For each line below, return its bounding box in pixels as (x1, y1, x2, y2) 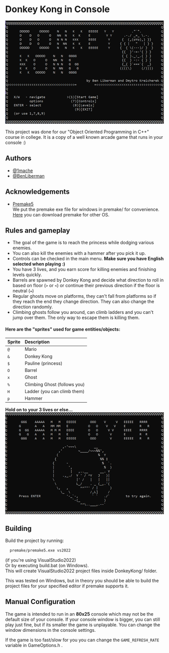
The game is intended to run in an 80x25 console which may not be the (5, 611, 153, 617)
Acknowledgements (5, 188, 70, 196)
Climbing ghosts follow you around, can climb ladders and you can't (12, 309, 154, 315)
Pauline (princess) (24, 360, 63, 366)
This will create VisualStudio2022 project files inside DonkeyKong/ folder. (5, 568, 157, 574)
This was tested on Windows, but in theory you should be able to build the (5, 578, 159, 583)
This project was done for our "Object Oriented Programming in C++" (5, 129, 149, 135)
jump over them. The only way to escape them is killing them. (12, 314, 140, 321)
